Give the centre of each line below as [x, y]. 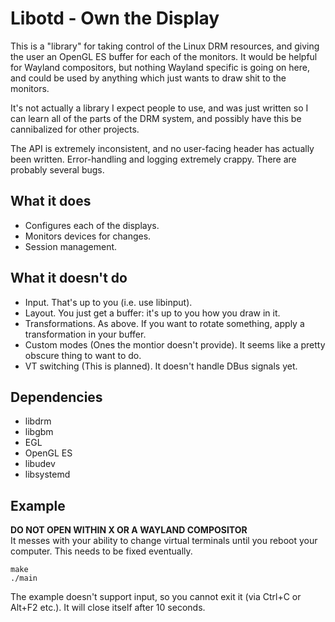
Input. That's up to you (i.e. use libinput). [108, 302]
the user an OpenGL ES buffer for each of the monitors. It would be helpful [164, 56]
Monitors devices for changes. [88, 236]
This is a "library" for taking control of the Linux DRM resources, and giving [165, 46]
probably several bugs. [57, 169]
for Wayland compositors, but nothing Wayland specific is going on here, [160, 67]
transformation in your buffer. [85, 334]
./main [24, 578]
